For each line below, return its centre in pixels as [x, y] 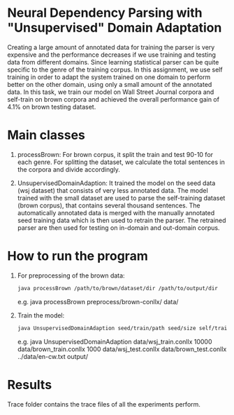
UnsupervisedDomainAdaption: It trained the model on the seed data [116, 183]
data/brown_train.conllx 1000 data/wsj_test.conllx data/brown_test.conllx [122, 349]
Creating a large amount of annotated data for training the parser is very [111, 47]
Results [30, 385]
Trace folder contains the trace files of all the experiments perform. [104, 404]
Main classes [46, 135]
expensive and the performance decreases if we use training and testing [112, 55]
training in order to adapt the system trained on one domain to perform [109, 77]
